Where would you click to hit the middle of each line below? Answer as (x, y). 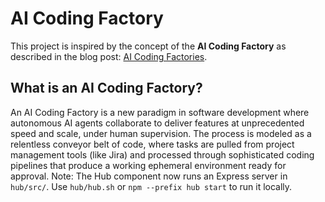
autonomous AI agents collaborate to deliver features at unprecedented (157, 123)
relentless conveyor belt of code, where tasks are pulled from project (152, 144)
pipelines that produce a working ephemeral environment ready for (148, 165)
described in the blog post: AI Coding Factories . (109, 56)
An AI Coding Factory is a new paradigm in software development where (160, 112)
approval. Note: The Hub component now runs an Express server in (149, 176)
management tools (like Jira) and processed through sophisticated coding (162, 154)
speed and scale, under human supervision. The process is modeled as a (161, 133)
